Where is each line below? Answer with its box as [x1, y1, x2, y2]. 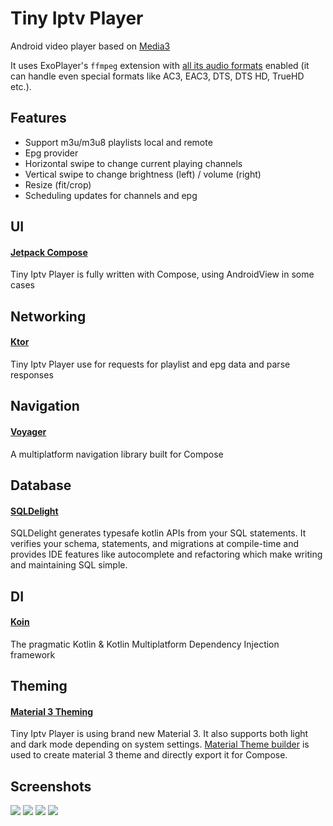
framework [10, 648, 56, 661]
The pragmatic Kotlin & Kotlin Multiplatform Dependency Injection [10, 638, 280, 650]
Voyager [10, 425, 47, 437]
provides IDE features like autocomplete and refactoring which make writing [10, 548, 323, 561]
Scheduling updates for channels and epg [24, 189, 198, 201]
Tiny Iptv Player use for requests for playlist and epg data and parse [10, 358, 291, 370]
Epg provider [24, 147, 79, 159]
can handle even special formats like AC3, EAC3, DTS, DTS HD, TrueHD [10, 70, 305, 82]
